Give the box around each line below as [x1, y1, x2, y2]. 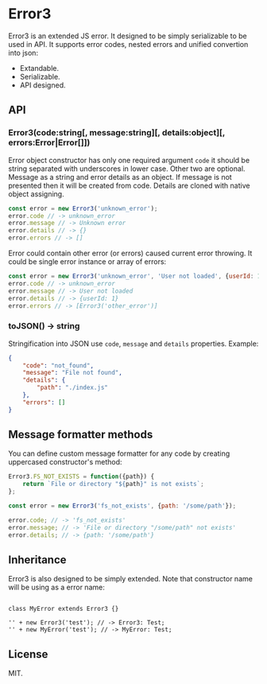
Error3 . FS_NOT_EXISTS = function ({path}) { [8, 472, 155, 481]
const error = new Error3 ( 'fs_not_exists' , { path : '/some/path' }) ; [8, 502, 237, 510]
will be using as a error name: [8, 582, 105, 593]
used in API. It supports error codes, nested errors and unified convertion [8, 39, 249, 49]
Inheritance [8, 554, 67, 566]
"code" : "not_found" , [22, 361, 94, 370]
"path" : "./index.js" [37, 383, 109, 392]
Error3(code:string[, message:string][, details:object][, [8, 127, 225, 138]
